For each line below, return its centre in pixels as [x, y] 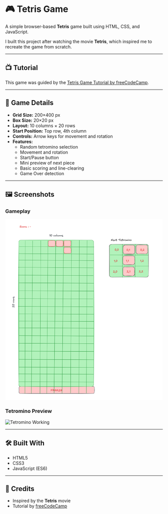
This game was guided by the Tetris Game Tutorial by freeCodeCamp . [77, 82]
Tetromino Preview [29, 411]
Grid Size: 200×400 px [36, 115]
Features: [23, 141]
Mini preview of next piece [47, 163]
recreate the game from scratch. [38, 47]
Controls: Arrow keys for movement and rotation [62, 136]
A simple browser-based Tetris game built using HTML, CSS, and [72, 26]
